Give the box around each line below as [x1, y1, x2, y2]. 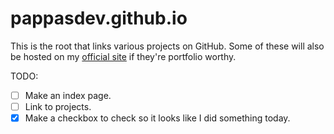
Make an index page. [24, 89, 112, 101]
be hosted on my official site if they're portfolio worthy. [10, 50, 237, 62]
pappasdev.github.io [10, 7, 188, 30]
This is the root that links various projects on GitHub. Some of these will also [10, 40, 325, 52]
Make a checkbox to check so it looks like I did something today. [24, 112, 291, 124]
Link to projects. [24, 101, 92, 112]
